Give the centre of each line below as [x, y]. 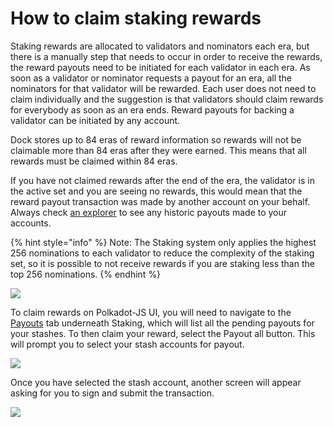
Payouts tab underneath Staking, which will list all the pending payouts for [162, 323]
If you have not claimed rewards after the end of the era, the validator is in [162, 180]
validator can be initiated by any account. [95, 120]
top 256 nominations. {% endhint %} [86, 274]
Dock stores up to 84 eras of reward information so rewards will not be [156, 139]
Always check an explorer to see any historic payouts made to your [149, 212]
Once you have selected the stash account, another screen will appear [156, 382]
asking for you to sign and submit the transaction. [112, 393]
